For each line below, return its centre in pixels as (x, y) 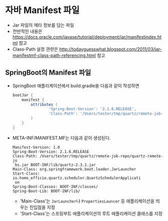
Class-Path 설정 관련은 (35, 49)
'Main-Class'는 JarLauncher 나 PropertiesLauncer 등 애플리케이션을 (87, 201)
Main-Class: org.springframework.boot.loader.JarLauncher (74, 169)
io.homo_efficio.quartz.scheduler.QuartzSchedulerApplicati (76, 178)
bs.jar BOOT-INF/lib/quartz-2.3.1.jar (55, 165)
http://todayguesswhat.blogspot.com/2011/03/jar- (111, 49)
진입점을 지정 (42, 207)
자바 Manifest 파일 (42, 10)
